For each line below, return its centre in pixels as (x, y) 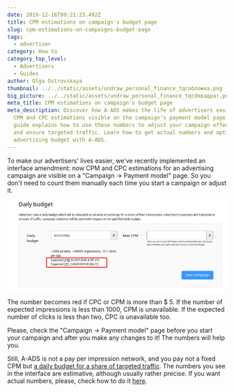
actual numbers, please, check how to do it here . (77, 381)
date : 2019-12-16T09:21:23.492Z (54, 15)
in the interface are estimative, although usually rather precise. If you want (114, 374)
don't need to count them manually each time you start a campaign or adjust (117, 183)
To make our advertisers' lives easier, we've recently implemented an (107, 160)
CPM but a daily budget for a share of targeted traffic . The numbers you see (116, 366)
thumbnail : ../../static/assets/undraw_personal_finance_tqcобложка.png (115, 88)
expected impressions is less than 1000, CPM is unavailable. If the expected (116, 310)
